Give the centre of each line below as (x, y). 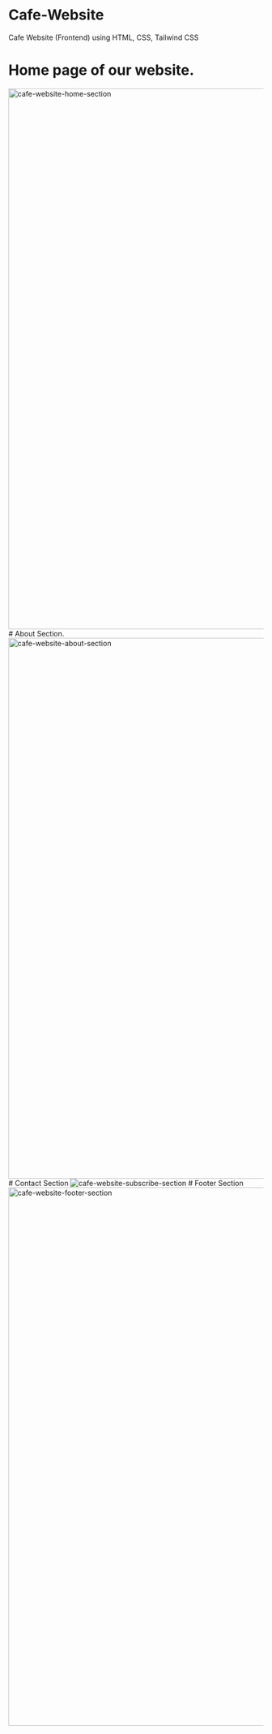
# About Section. (36, 633)
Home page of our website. (101, 70)
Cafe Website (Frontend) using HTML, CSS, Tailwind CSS (104, 37)
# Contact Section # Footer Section (126, 1183)
